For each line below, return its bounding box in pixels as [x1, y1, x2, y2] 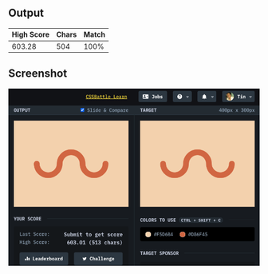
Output [8, 6, 44, 20]
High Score [11, 30, 50, 39]
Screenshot [8, 67, 68, 81]
